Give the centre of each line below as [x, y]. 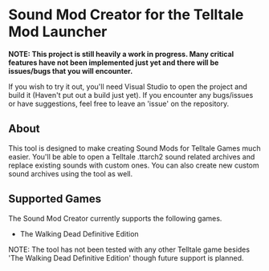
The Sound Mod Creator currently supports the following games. [115, 218]
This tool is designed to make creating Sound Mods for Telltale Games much [134, 148]
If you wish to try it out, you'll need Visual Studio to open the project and [128, 87]
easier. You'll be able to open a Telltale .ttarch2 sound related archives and [132, 156]
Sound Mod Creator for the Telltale [126, 15]
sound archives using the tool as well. [71, 173]
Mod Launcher [58, 32]
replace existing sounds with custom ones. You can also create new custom [134, 165]
